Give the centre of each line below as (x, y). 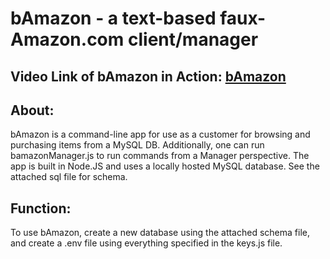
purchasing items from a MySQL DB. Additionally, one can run (137, 145)
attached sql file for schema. (69, 177)
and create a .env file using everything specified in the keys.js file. (146, 243)
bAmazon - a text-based (113, 18)
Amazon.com (67, 39)
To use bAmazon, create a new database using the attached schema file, (160, 233)
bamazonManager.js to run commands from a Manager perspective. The (160, 156)
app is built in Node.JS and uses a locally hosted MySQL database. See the (165, 166)
